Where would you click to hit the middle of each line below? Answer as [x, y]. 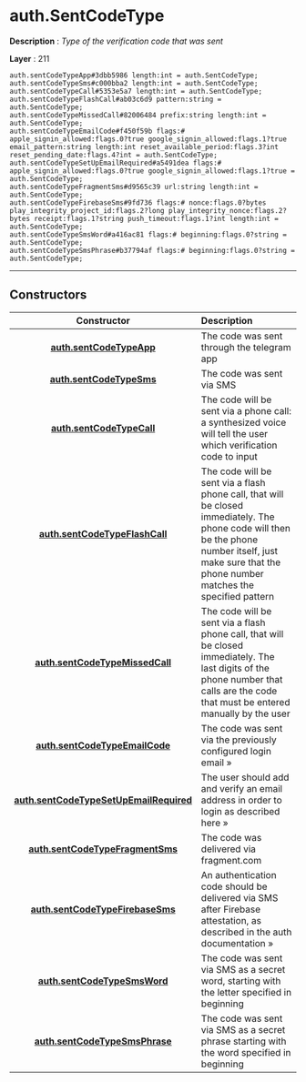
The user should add [245, 777]
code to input [229, 456]
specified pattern [238, 596]
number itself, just [240, 551]
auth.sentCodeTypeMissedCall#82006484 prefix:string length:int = [138, 115]
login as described [240, 811]
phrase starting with [244, 1041]
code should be [234, 886]
